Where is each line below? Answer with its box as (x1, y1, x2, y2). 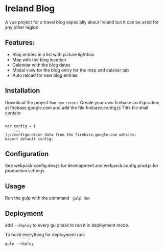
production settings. (5, 168, 46, 174)
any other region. (5, 24, 40, 30)
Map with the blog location (12, 57, 66, 63)
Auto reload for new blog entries (12, 72, 78, 78)
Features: (5, 39, 35, 47)
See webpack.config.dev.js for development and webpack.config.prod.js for (5, 162, 159, 169)
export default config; (5, 137, 54, 141)
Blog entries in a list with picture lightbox (12, 51, 94, 57)
